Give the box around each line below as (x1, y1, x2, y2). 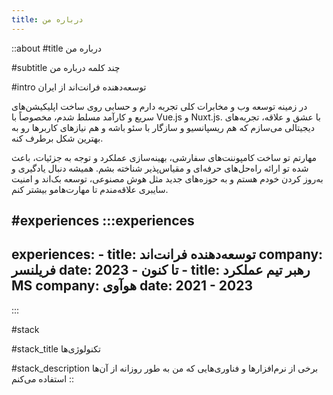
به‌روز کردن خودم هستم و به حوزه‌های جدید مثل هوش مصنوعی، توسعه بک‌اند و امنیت (11, 172, 324, 185)
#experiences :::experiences (11, 212, 195, 230)
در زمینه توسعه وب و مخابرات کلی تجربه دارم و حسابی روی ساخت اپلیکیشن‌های (11, 100, 308, 112)
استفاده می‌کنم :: (11, 372, 75, 385)
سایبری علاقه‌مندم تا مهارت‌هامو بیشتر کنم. (11, 183, 169, 195)
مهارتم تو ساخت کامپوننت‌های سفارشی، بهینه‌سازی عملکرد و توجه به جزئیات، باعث (11, 151, 318, 163)
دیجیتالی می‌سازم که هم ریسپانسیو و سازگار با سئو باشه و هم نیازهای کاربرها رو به (11, 121, 315, 133)
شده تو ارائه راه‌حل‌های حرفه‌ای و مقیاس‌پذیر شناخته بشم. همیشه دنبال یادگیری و (11, 162, 309, 174)
